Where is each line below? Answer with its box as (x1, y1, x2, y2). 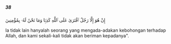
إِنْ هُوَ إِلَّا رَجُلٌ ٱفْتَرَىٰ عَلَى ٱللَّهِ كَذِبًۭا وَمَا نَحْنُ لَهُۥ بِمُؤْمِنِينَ (5, 17, 106, 23)
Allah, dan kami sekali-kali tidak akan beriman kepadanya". (5, 32, 130, 38)
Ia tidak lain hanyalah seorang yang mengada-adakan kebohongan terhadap (5, 27, 166, 33)
